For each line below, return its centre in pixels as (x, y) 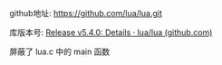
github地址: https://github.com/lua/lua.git (86, 13)
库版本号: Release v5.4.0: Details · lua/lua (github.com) (111, 32)
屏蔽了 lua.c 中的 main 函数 (60, 51)
